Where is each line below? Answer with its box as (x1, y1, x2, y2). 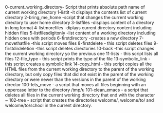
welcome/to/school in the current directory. (5, 102, 92, 108)
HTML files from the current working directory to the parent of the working (5, 66, 155, 72)
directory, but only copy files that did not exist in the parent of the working (5, 72, 154, 77)
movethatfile (5, 40, 30, 46)
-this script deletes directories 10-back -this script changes (35, 46, 155, 51)
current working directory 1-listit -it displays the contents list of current (5, 9, 147, 15)
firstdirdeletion (5, 46, 35, 51)
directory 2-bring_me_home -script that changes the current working (5, 15, 144, 20)
